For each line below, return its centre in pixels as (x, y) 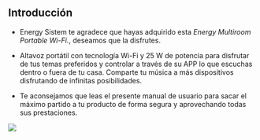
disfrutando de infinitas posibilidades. (81, 80)
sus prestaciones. (48, 112)
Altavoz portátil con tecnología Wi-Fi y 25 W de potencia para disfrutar (134, 55)
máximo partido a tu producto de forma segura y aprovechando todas (133, 104)
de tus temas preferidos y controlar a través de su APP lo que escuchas (136, 64)
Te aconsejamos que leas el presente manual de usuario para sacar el (133, 96)
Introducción (41, 13)
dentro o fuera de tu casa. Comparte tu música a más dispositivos (126, 72)
